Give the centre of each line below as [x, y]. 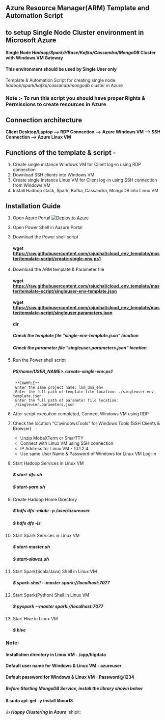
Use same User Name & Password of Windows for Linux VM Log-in [88, 454]
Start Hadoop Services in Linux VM [48, 463]
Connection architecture [44, 120]
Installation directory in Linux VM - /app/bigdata [56, 654]
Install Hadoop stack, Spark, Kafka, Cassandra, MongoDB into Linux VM [85, 191]
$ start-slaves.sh [31, 559]
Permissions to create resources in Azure [56, 104]
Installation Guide [33, 206]
